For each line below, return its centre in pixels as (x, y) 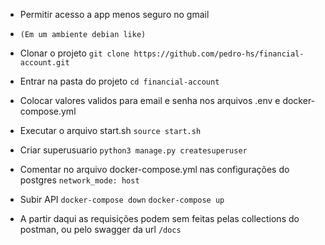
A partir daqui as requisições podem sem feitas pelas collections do (159, 218)
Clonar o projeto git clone (74, 53)
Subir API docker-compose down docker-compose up (122, 199)
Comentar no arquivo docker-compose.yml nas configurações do (154, 169)
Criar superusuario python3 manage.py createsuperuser (133, 150)
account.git (44, 63)
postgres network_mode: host (79, 180)
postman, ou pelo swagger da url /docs (100, 229)
